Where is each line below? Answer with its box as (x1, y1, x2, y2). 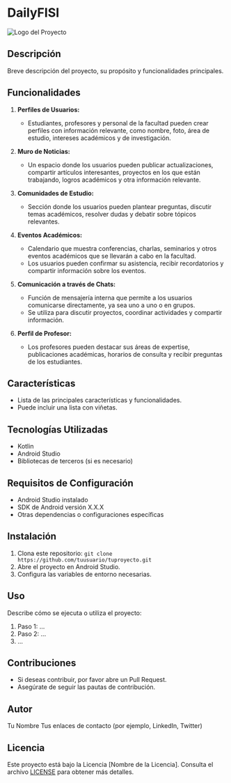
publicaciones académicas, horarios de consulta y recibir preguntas (27, 350, 223, 358)
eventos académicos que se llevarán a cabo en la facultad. (27, 251, 196, 260)
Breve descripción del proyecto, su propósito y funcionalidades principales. (7, 66, 224, 75)
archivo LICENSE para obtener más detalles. (7, 768, 134, 776)
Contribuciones (7, 657, 77, 669)
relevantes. (27, 217, 61, 226)
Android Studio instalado (17, 496, 88, 504)
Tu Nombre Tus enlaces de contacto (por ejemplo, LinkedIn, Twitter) (7, 722, 203, 730)
